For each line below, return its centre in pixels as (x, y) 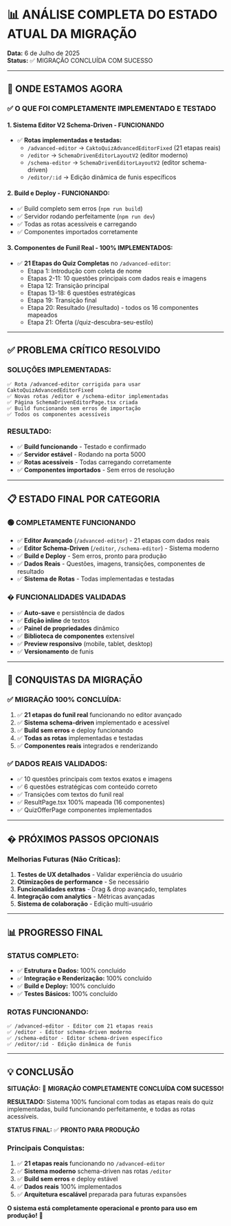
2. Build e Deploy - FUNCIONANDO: (58, 193)
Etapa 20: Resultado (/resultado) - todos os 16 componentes (113, 307)
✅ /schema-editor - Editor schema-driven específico (85, 1039)
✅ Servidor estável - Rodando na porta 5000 (81, 454)
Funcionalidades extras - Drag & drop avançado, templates (102, 889)
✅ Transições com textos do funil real (70, 794)
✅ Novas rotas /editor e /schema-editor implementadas (88, 396)
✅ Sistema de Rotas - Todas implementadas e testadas (96, 579)
